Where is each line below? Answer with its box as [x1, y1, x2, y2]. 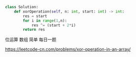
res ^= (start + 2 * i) [31, 22, 76, 28]
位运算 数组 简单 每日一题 [5, 37, 57, 42]
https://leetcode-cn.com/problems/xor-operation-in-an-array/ [5, 46, 131, 52]
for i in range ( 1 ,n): [23, 18, 68, 23]
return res [23, 27, 45, 32]
